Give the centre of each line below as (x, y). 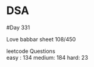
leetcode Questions (31, 51)
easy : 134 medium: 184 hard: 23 (47, 57)
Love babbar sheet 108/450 (41, 39)
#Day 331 (18, 27)
